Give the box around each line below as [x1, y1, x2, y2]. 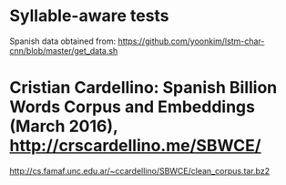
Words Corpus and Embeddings [9, 97, 255, 118]
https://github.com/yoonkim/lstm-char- [117, 36, 265, 46]
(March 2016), [9, 116, 118, 137]
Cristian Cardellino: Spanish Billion [9, 77, 278, 98]
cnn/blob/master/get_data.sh [9, 45, 118, 56]
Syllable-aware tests [9, 5, 170, 26]
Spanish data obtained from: [9, 36, 117, 46]
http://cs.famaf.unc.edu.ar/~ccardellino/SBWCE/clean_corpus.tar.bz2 [9, 165, 271, 176]
